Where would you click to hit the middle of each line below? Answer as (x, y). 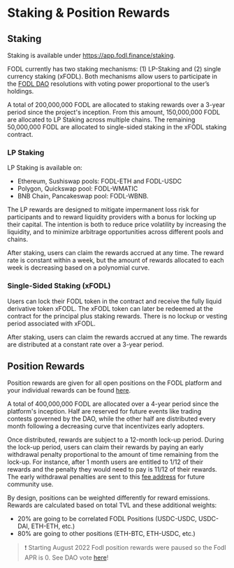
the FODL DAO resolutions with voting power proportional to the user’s (108, 84)
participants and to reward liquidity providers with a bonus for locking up (112, 217)
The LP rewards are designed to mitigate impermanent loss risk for (103, 210)
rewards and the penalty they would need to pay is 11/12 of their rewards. (112, 469)
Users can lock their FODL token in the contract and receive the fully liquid (115, 301)
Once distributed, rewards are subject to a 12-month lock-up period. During (116, 440)
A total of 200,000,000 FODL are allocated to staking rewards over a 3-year (116, 105)
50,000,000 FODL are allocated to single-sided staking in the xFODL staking (117, 127)
